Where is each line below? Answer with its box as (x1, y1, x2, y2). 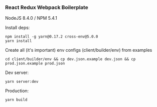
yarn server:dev (5, 79, 39, 84)
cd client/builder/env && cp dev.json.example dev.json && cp (5, 57, 136, 62)
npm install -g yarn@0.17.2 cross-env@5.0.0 (5, 34, 98, 39)
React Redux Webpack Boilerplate (5, 4, 88, 11)
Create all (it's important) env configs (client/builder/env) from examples (5, 47, 152, 53)
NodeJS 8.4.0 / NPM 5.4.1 (5, 15, 58, 21)
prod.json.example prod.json (5, 61, 65, 66)
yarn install (5, 38, 32, 43)
